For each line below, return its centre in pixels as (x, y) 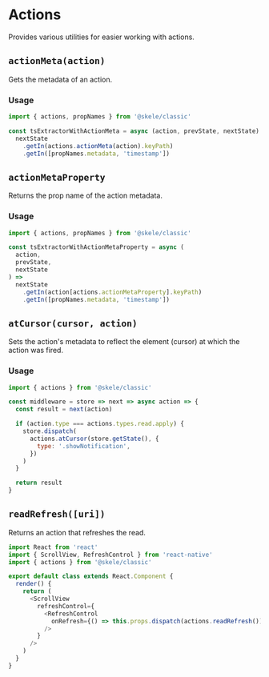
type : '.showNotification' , (84, 446)
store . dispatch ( (50, 431)
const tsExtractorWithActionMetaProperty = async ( (96, 247)
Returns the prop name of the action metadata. (85, 196)
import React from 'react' (53, 547)
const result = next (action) (64, 410)
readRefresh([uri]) (57, 514)
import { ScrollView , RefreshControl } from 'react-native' (111, 555)
